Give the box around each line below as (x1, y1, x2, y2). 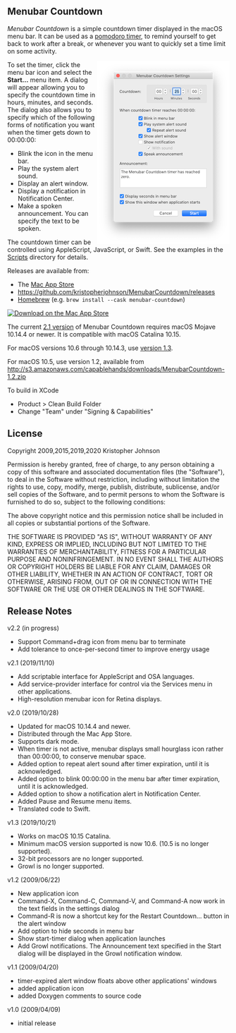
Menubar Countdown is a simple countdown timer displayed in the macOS (7, 24, 223, 32)
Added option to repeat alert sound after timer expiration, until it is (17, 760, 210, 768)
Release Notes (7, 605, 73, 617)
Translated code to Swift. (17, 804, 91, 814)
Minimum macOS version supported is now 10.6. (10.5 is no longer (17, 840, 209, 848)
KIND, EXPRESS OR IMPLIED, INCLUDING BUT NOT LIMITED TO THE (7, 540, 207, 548)
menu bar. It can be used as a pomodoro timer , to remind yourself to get (7, 32, 216, 40)
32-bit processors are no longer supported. (17, 854, 144, 863)
